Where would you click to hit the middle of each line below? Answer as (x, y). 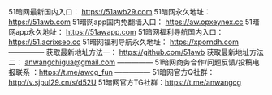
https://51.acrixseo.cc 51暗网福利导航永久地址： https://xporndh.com (124, 42)
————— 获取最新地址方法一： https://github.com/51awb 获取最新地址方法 (136, 52)
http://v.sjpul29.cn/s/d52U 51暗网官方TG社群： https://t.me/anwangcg (125, 82)
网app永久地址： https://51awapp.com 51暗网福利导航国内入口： (116, 32)
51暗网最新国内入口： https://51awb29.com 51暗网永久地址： (110, 12)
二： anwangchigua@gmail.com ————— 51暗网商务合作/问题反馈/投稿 (131, 62)
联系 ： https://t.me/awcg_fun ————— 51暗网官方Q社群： (115, 72)
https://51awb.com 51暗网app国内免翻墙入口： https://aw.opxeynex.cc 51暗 (134, 22)
